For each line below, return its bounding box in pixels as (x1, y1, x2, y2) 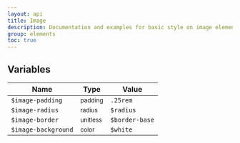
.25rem (110, 96, 133, 104)
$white (110, 125, 133, 134)
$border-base (110, 115, 155, 124)
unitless (80, 115, 102, 124)
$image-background (11, 125, 74, 134)
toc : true (7, 37, 37, 44)
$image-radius (11, 106, 59, 114)
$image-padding (11, 96, 63, 104)
